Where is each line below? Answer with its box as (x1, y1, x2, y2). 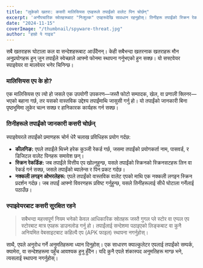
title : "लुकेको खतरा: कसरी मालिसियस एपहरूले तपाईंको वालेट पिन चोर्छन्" (6, 8, 150, 15)
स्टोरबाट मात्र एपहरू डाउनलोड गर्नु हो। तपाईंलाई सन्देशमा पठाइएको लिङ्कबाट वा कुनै (21, 222, 182, 229)
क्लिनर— (178, 91, 197, 98)
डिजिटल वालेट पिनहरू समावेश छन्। (14, 152, 85, 159)
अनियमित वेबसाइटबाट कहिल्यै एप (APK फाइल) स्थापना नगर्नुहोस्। (21, 229, 149, 236)
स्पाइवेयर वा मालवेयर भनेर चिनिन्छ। (6, 62, 74, 69)
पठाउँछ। (14, 186, 32, 193)
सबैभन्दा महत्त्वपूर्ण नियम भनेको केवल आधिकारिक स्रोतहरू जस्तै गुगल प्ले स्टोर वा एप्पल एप (21, 215, 190, 223)
